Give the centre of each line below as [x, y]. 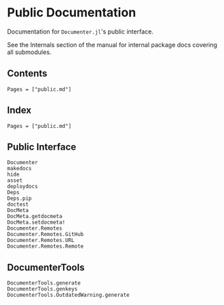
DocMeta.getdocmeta [35, 217]
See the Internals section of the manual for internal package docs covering [112, 44]
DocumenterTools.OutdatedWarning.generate [68, 295]
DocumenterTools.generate [44, 283]
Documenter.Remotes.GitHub [45, 235]
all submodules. [29, 52]
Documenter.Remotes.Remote [45, 247]
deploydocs [23, 187]
